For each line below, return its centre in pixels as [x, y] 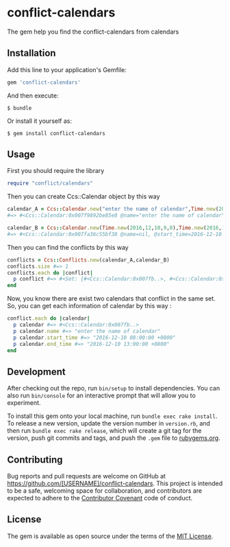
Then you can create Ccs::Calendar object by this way [84, 196]
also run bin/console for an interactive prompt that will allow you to [102, 395]
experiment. [24, 403]
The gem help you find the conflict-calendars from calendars [93, 32]
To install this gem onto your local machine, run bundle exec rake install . [112, 416]
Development [37, 372]
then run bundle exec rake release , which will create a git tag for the [104, 431]
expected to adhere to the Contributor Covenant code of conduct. [100, 498]
